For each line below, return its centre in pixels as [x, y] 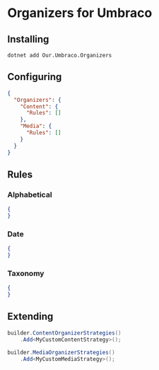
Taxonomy [26, 273]
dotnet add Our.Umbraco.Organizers [60, 55]
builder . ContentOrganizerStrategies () [64, 333]
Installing [28, 39]
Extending [30, 317]
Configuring [35, 77]
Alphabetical [30, 195]
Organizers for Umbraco [80, 13]
